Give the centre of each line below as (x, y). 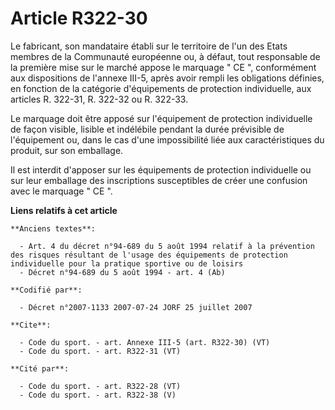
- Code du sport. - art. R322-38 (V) (98, 395)
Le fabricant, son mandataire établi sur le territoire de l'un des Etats (149, 46)
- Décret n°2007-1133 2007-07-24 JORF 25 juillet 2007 (136, 307)
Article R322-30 (79, 18)
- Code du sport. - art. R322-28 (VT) (100, 386)
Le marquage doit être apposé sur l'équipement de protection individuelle (161, 118)
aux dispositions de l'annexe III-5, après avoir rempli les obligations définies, (167, 78)
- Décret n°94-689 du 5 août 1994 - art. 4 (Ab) (122, 272)
